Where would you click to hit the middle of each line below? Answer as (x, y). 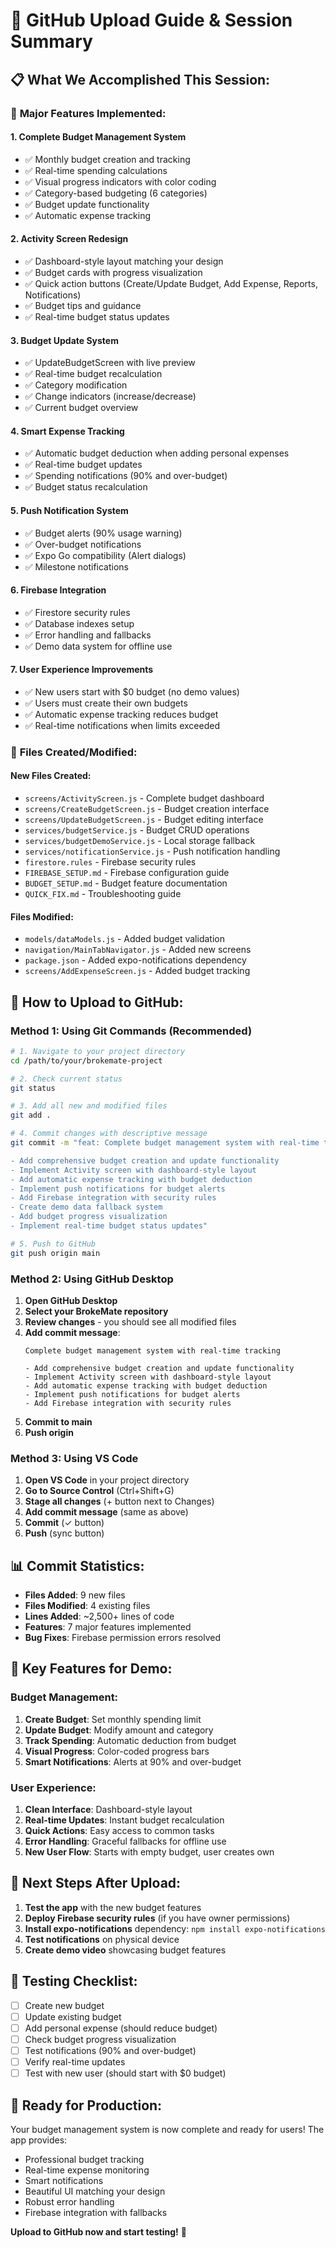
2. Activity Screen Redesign (69, 239)
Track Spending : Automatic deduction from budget (130, 1740)
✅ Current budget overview (81, 408)
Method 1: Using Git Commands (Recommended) (131, 1031)
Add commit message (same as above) (106, 1512)
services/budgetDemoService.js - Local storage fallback (140, 841)
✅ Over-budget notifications (83, 544)
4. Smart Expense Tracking (67, 431)
